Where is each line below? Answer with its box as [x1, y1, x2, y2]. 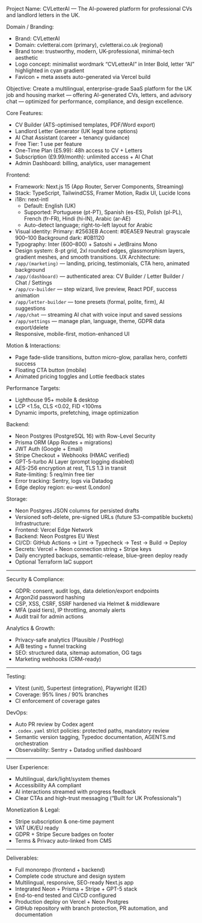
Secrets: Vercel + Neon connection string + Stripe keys [14, 546, 152, 552]
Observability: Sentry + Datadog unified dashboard [14, 746, 142, 753]
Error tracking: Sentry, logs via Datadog [14, 477, 113, 484]
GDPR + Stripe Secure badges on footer [14, 831, 114, 837]
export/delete [14, 324, 49, 331]
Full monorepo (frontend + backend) [14, 866, 105, 873]
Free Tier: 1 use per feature [14, 140, 82, 147]
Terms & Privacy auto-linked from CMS [14, 837, 112, 844]
